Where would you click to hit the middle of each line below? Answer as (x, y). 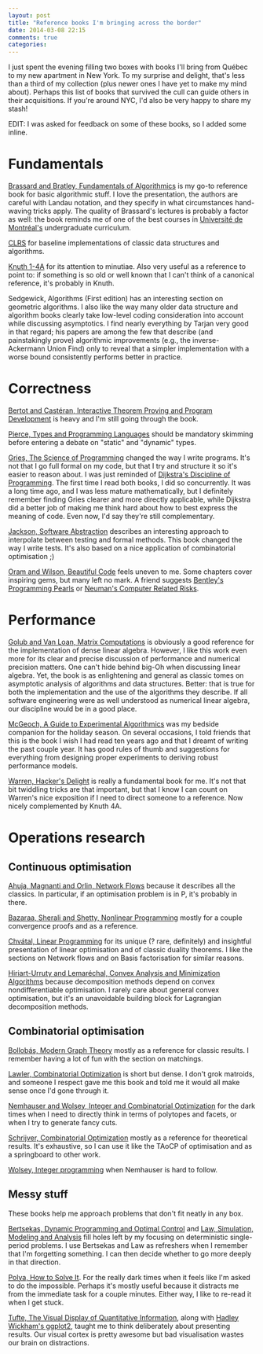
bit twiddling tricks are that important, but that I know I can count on (118, 789)
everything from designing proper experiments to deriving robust (113, 757)
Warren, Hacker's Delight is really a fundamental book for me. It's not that (127, 781)
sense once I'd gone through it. (59, 1091)
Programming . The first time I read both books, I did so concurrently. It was (130, 483)
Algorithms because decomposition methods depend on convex (112, 981)
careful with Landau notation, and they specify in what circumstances (121, 203)
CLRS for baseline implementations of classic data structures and (114, 243)
